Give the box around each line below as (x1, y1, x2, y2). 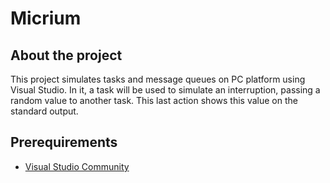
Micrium (10, 7, 82, 30)
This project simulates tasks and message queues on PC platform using (10, 73, 306, 85)
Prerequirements (10, 134, 118, 151)
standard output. (10, 105, 79, 117)
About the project (10, 47, 123, 64)
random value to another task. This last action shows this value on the (10, 95, 298, 106)
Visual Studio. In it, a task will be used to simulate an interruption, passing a (10, 84, 321, 96)
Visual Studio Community (24, 160, 130, 172)
